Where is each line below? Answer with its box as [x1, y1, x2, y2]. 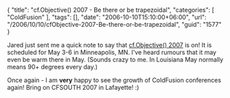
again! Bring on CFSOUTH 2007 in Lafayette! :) [7, 84, 139, 91]
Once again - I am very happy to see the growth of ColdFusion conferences [7, 76, 222, 84]
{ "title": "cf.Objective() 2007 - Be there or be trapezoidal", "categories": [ [7, 6, 215, 14]
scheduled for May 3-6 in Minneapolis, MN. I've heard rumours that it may [7, 48, 217, 56]
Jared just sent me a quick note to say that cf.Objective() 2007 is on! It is [7, 41, 212, 49]
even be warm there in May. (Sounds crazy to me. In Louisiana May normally [7, 56, 224, 64]
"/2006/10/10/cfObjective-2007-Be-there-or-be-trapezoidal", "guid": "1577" [7, 21, 222, 28]
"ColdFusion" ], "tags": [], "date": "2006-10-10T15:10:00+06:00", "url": [7, 13, 207, 21]
